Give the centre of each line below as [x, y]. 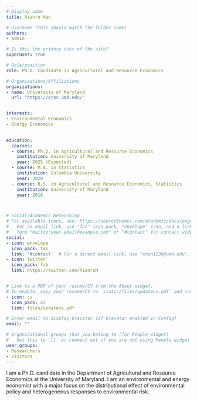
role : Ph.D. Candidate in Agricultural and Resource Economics [85, 70]
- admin [16, 39]
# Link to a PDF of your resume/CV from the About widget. [80, 286]
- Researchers [23, 351]
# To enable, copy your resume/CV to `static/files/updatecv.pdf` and [94, 291]
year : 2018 [30, 195]
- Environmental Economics [39, 119]
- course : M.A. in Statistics [48, 168]
